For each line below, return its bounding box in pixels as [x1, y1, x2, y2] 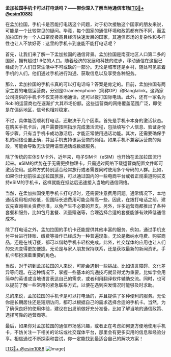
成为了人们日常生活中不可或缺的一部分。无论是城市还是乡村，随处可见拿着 [9, 64, 166, 70]
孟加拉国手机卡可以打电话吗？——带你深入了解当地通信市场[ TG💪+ [5, 5, 144, 11]
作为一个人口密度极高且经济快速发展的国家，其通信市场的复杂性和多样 [18, 34, 166, 40]
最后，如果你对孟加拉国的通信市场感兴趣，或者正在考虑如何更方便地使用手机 [5, 323, 166, 328]
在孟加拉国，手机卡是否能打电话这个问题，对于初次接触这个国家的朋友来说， [5, 21, 166, 27]
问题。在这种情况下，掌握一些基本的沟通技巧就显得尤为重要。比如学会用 [14, 269, 166, 275]
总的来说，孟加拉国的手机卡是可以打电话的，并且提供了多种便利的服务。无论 [5, 293, 166, 299]
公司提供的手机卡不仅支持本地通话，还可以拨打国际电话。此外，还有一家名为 [5, 94, 166, 100]
